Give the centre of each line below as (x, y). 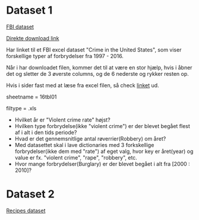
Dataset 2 (31, 194)
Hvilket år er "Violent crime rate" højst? (63, 120)
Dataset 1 (29, 10)
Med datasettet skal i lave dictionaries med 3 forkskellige (84, 145)
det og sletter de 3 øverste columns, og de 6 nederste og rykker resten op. (97, 74)
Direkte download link (33, 38)
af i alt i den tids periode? (46, 132)
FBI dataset (20, 27)
